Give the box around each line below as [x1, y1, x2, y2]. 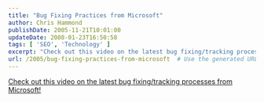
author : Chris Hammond [8, 19, 82, 27]
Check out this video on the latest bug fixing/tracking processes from [8, 76, 233, 86]
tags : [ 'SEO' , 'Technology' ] [8, 41, 111, 49]
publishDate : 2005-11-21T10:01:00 [8, 26, 122, 34]
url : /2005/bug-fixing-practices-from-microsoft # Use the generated [8, 56, 244, 64]
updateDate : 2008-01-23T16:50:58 [8, 33, 118, 42]
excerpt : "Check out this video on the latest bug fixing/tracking [8, 48, 234, 56]
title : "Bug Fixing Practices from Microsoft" [8, 11, 163, 20]
